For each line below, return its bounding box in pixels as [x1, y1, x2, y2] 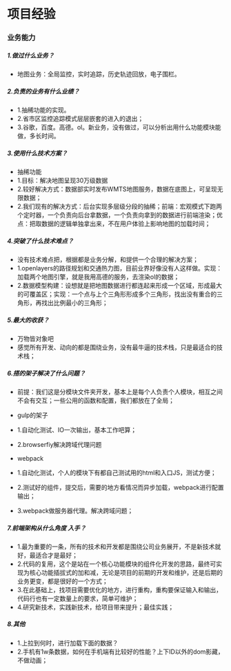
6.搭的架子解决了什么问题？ [7, 369, 86, 377]
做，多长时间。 [17, 132, 60, 140]
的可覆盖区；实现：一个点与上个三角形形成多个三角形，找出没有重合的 [17, 290, 217, 298]
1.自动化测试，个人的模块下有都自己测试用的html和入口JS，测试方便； [17, 468, 217, 477]
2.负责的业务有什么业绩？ [7, 87, 80, 95]
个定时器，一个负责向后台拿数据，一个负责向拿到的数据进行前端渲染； [17, 211, 217, 219]
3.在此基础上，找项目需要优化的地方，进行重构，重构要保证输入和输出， [17, 585, 223, 594]
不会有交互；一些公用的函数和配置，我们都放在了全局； [17, 396, 174, 405]
